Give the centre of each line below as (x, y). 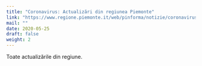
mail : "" (17, 23)
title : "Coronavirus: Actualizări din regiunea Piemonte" (80, 12)
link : (13, 17)
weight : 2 (19, 40)
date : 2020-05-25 (28, 28)
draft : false (23, 34)
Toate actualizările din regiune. (44, 57)
